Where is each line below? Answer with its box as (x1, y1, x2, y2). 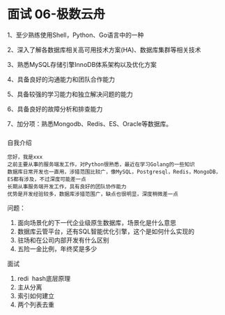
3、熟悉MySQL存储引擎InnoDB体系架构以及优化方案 (7, 60, 157, 68)
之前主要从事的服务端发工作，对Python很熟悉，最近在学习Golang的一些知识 (7, 161, 195, 168)
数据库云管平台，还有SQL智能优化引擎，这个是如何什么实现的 (17, 227, 195, 236)
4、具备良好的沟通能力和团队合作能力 (7, 75, 116, 84)
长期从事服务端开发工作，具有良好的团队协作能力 (7, 183, 127, 190)
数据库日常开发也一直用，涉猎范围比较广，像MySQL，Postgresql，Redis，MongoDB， (7, 168, 222, 175)
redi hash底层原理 (17, 274, 71, 282)
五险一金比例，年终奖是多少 (17, 245, 98, 253)
